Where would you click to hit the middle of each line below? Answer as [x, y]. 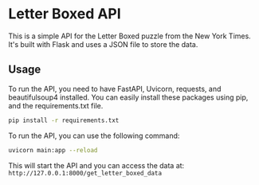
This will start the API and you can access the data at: [96, 165]
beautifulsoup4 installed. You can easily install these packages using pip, [128, 97]
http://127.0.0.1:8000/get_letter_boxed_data [85, 173]
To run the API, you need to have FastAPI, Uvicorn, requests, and [115, 89]
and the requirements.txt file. [56, 105]
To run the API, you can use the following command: [94, 136]
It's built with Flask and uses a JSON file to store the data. [103, 44]
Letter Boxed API [65, 14]
